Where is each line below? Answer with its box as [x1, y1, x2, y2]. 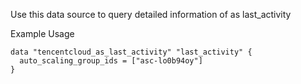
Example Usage [10, 28, 75, 39]
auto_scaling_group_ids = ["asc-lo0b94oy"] [19, 56, 203, 66]
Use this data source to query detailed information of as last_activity [10, 9, 292, 20]
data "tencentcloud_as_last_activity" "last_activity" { [10, 47, 253, 57]
